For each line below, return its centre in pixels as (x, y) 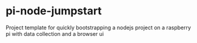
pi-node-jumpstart (54, 11)
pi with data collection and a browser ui (55, 33)
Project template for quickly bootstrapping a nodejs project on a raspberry (98, 27)
